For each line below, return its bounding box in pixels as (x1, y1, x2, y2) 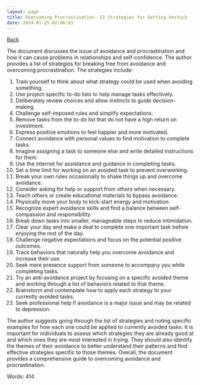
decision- (153, 97, 176, 104)
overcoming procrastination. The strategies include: (7, 67, 133, 74)
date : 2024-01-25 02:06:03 (7, 20, 74, 26)
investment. (15, 123, 45, 130)
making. (15, 104, 35, 111)
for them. (15, 154, 38, 161)
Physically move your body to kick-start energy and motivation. (15, 198, 170, 205)
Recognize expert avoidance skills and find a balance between (15, 205, 169, 212)
